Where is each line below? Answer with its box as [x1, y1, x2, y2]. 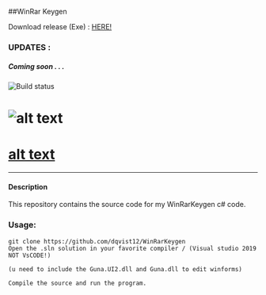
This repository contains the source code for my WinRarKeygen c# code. [8, 200, 246, 209]
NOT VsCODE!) [8, 251, 51, 259]
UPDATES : [8, 41, 51, 52]
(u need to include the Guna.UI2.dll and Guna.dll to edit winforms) [8, 265, 243, 273]
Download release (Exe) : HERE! [8, 22, 112, 31]
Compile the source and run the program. [8, 279, 147, 287]
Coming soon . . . [8, 61, 65, 71]
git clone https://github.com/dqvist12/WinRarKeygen [8, 237, 186, 245]
